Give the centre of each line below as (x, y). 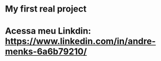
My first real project (46, 9)
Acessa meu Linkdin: (48, 31)
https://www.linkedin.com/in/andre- (80, 41)
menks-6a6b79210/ (46, 52)
